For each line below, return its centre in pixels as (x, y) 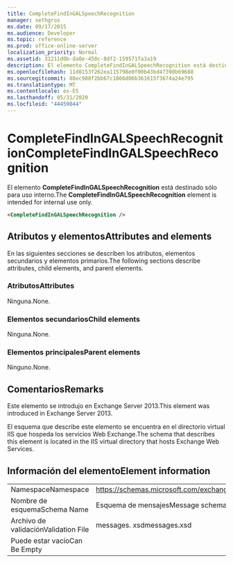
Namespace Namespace (50, 489)
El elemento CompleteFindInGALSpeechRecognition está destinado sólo (112, 187)
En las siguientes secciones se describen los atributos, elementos (101, 253)
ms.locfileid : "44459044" (44, 104)
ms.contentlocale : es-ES (43, 91)
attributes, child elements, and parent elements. (75, 268)
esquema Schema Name (50, 509)
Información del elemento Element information (109, 471)
